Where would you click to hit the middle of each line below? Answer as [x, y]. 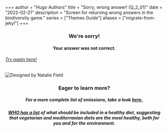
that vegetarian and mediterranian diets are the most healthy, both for [84, 117]
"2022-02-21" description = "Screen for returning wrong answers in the [79, 12]
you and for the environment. [84, 123]
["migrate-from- [139, 18]
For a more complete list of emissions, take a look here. [84, 100]
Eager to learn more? [84, 88]
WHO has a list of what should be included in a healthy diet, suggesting [84, 112]
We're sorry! [84, 36]
